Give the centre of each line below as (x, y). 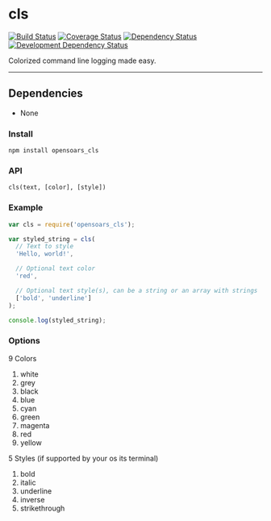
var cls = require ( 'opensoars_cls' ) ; (72, 224)
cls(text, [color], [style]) (57, 188)
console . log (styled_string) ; (57, 320)
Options (24, 341)
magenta (35, 425)
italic (28, 482)
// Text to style (45, 247)
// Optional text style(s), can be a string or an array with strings (137, 290)
